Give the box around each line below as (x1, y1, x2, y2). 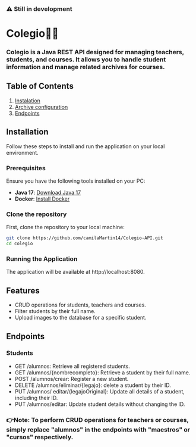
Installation (6, 127, 49, 137)
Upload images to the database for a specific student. (14, 314, 147, 321)
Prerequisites (6, 164, 46, 172)
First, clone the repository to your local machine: (6, 224, 125, 231)
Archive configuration (14, 103, 68, 110)
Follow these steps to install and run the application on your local (6, 142, 165, 150)
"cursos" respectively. (6, 433, 74, 441)
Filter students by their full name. (14, 308, 96, 315)
